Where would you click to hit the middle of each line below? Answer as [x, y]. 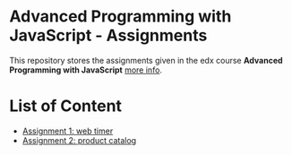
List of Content [66, 106]
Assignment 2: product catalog [79, 140]
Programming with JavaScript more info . [86, 70]
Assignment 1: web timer [68, 131]
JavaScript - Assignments [108, 35]
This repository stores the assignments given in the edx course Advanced [146, 60]
